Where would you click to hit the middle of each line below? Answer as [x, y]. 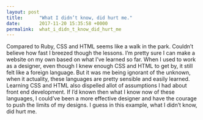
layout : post [23, 12]
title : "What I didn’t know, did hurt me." [69, 18]
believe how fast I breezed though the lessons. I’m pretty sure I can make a [101, 53]
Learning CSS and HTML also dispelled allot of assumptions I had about [97, 86]
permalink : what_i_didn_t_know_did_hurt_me [64, 29]
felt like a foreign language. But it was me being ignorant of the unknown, [98, 73]
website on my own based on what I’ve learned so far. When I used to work [101, 59]
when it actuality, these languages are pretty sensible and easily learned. [98, 79]
